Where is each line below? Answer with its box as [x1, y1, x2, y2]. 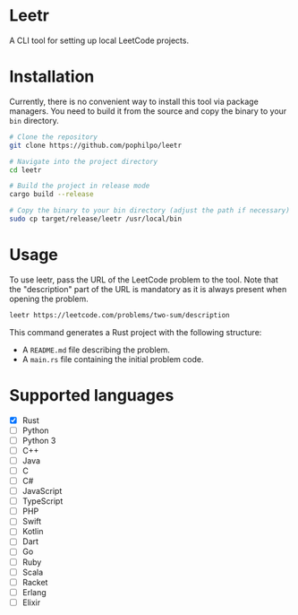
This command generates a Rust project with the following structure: [9, 326, 262, 337]
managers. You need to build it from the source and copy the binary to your [9, 105, 287, 117]
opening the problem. [9, 293, 89, 304]
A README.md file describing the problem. [21, 344, 170, 355]
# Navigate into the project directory [9, 157, 158, 166]
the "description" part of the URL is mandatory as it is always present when [9, 283, 287, 294]
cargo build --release [9, 190, 94, 199]
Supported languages [9, 385, 175, 405]
